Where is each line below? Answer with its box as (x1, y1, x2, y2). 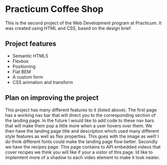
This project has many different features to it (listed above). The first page (5, 107, 157, 113)
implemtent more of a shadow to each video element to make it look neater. (5, 154, 161, 160)
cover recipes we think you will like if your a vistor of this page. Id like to (5, 149, 153, 155)
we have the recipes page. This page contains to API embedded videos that (5, 144, 161, 150)
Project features (5, 40, 56, 48)
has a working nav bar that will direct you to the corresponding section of (5, 112, 156, 118)
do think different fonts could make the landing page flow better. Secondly (5, 138, 158, 145)
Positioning (12, 63, 36, 69)
